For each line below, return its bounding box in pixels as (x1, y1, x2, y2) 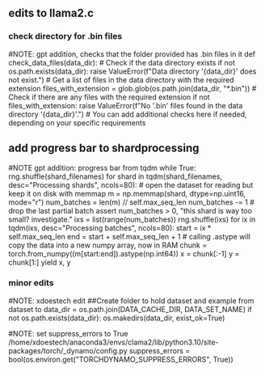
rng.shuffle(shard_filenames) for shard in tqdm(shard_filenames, (8, 171, 223, 181)
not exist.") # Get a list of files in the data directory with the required (8, 74, 234, 84)
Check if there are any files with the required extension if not (8, 92, 210, 102)
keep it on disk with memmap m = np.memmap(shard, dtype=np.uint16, (8, 188, 246, 198)
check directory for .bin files (8, 31, 123, 42)
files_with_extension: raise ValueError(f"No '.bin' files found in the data (8, 100, 243, 110)
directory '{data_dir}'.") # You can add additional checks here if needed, (8, 109, 248, 119)
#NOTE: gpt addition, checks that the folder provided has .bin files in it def (8, 49, 256, 59)
